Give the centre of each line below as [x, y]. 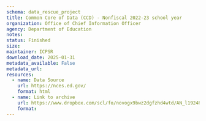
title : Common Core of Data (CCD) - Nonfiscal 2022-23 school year [94, 18]
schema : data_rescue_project [44, 12]
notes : [15, 35]
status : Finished [29, 40]
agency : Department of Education [49, 29]
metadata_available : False [41, 63]
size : [13, 46]
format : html [34, 92]
